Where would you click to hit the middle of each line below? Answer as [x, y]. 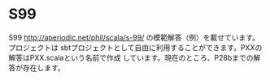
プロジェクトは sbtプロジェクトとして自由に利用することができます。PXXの [135, 47]
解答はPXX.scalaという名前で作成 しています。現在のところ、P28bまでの [131, 57]
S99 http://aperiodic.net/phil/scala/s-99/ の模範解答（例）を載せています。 [134, 37]
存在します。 [44, 67]
